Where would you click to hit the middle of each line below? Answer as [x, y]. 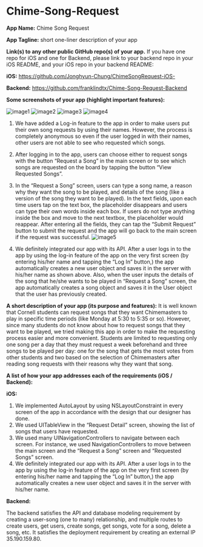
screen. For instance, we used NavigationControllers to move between [103, 444]
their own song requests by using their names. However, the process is [104, 129]
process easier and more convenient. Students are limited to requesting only [101, 338]
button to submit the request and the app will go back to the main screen [106, 230]
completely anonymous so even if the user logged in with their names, [103, 136]
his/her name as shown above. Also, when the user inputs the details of [104, 274]
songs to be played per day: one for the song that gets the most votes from [100, 351]
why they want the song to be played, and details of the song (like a [99, 192]
